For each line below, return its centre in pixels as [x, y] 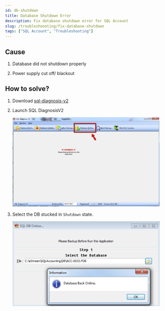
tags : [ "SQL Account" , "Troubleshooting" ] [49, 31]
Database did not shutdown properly [49, 64]
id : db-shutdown [22, 10]
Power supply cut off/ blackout [43, 73]
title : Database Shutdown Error [38, 16]
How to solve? [27, 89]
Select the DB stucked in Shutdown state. [53, 214]
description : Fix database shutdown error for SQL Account [67, 21]
